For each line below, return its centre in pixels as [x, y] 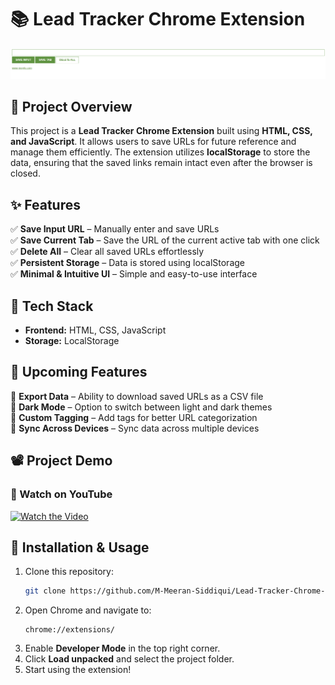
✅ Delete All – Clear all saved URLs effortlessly [107, 252]
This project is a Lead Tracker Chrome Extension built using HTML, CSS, [161, 131]
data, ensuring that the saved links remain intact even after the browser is [161, 163]
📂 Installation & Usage [80, 547]
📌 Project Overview [71, 107]
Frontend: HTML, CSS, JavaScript [95, 330]
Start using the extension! [78, 670]
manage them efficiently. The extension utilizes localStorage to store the [160, 152]
